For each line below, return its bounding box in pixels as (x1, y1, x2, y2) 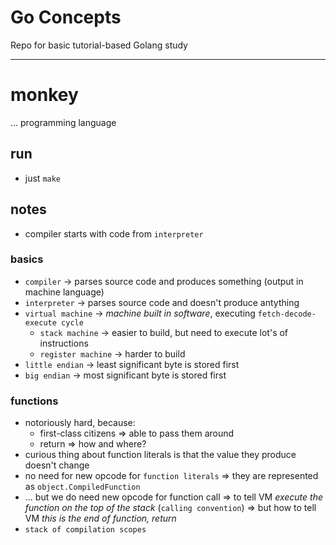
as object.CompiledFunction (24, 481, 141, 493)
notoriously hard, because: (24, 417, 136, 429)
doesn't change (24, 459, 90, 471)
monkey (10, 84, 79, 106)
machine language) (24, 286, 105, 298)
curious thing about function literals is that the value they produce (24, 449, 297, 461)
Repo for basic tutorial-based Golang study (10, 39, 188, 51)
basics (10, 252, 44, 266)
